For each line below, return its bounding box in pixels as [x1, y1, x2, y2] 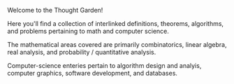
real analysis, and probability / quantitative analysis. [7, 48, 156, 56]
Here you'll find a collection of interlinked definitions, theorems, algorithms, [7, 20, 224, 27]
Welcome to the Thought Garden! [7, 6, 103, 14]
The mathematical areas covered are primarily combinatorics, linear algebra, [7, 41, 227, 48]
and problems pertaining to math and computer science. [7, 27, 170, 35]
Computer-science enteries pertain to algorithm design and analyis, [7, 62, 202, 69]
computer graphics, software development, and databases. [7, 69, 178, 77]
